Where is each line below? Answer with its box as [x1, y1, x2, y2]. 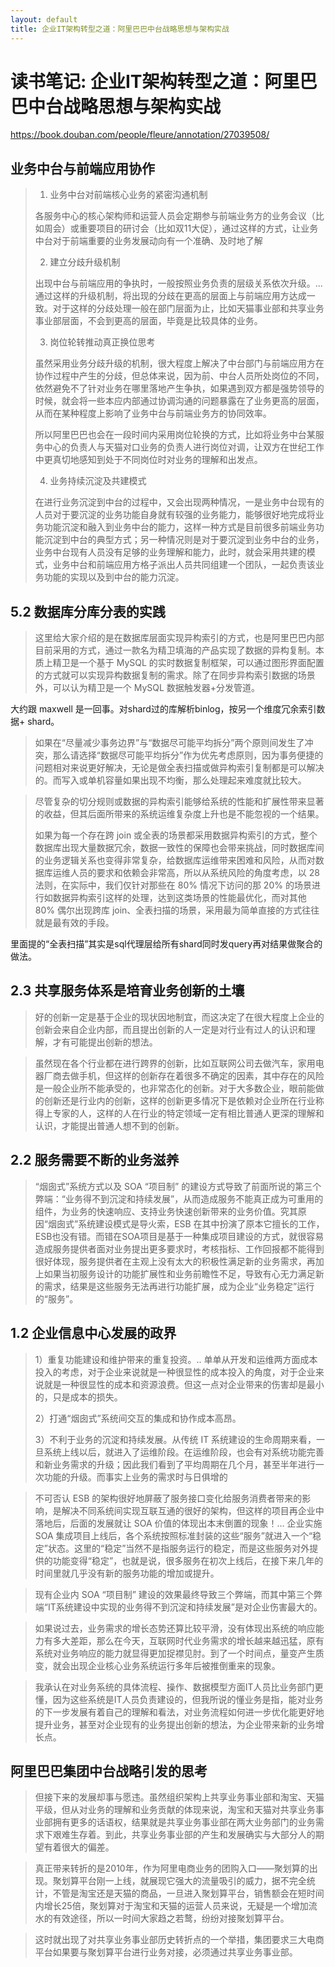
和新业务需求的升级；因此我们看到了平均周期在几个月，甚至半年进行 [34, 1458, 316, 1470]
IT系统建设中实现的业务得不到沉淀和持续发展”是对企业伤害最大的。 [47, 1601, 323, 1613]
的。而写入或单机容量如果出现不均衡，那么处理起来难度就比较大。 [34, 774, 307, 786]
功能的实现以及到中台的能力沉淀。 [43, 571, 185, 583]
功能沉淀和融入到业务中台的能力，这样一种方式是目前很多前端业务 [43, 521, 316, 533]
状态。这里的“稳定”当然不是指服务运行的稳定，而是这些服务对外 [47, 1542, 310, 1554]
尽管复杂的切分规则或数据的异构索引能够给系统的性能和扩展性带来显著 [34, 796, 325, 808]
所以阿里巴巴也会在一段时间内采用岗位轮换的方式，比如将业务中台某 [34, 429, 316, 441]
